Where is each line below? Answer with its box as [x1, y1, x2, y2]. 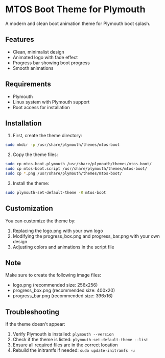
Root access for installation [12, 104, 70, 110]
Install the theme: [12, 180, 50, 186]
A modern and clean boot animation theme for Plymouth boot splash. [5, 20, 151, 27]
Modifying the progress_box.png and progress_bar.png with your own [12, 233, 160, 239]
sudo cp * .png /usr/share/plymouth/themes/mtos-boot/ [5, 171, 123, 176]
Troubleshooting [5, 308, 60, 316]
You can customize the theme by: [5, 218, 76, 224]
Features [5, 35, 34, 44]
